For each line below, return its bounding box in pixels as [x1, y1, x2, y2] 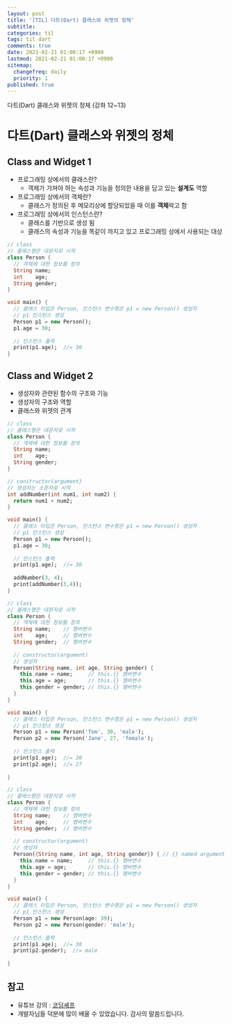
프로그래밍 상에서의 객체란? [17, 192, 92, 201]
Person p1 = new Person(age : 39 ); [13, 915, 113, 922]
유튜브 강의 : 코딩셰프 [17, 1000, 75, 1009]
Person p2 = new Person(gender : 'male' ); [13, 921, 135, 928]
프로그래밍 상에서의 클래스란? [17, 175, 97, 184]
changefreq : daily [13, 68, 67, 75]
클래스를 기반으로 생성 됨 [27, 219, 95, 227]
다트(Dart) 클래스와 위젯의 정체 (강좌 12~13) [7, 101, 126, 110]
